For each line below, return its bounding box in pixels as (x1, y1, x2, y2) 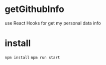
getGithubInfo (5, 3, 65, 15)
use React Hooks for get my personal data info (5, 20, 101, 26)
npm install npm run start (5, 55, 60, 60)
